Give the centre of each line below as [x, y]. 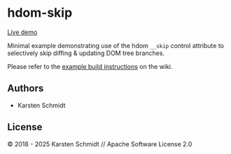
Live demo [22, 32]
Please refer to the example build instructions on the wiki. [90, 66]
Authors [26, 88]
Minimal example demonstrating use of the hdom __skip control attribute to [115, 45]
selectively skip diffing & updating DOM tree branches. [86, 53]
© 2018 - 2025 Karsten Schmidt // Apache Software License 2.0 [100, 144]
